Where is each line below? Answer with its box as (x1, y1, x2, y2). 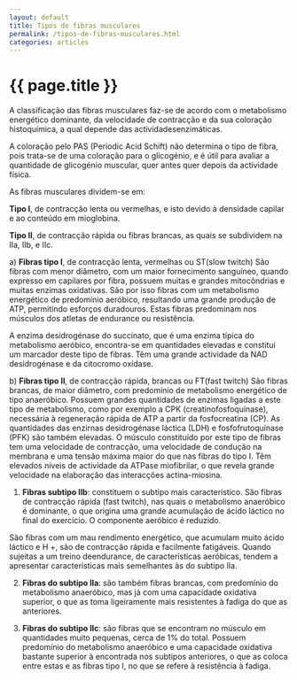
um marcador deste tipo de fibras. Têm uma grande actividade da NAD (9, 349, 268, 359)
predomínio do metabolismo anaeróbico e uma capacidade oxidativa (21, 642, 273, 653)
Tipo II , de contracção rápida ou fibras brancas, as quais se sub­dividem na (9, 230, 283, 241)
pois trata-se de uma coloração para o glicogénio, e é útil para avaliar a (9, 151, 270, 161)
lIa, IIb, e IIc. (9, 240, 53, 251)
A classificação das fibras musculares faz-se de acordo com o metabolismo (9, 105, 287, 116)
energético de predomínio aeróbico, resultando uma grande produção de (9, 294, 277, 305)
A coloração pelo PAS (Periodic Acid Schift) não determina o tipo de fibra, (9, 141, 279, 151)
